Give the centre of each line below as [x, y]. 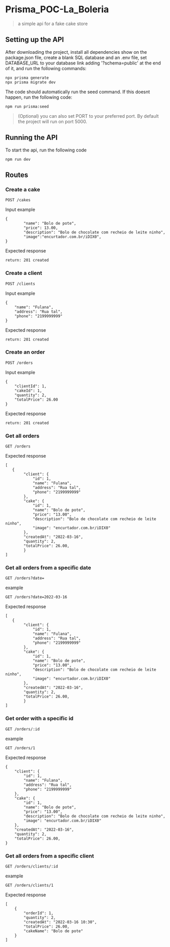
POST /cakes [18, 200]
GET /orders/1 [20, 748]
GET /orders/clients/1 [29, 886]
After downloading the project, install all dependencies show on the [76, 52]
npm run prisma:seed [27, 106]
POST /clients [20, 284]
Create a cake [23, 189]
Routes [17, 175]
